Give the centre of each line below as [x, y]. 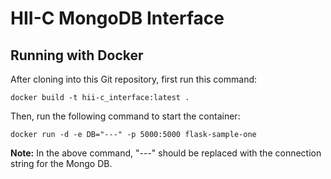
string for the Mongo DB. [61, 163]
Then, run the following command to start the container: [125, 116]
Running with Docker [77, 55]
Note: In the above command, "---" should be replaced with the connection [166, 153]
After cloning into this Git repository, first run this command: [134, 79]
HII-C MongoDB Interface [117, 18]
